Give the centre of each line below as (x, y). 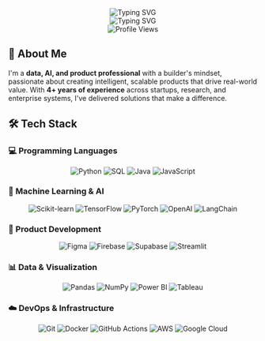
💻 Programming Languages (63, 151)
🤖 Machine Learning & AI (56, 191)
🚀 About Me (38, 54)
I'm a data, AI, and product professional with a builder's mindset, (115, 73)
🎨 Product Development (55, 229)
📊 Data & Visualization (53, 268)
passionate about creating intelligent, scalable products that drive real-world (133, 81)
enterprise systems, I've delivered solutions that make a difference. (118, 98)
